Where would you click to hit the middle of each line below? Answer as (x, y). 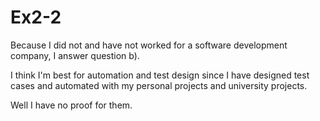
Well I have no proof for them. (71, 105)
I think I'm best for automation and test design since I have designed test (160, 75)
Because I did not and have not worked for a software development (149, 45)
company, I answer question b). (75, 55)
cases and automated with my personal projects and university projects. (159, 85)
